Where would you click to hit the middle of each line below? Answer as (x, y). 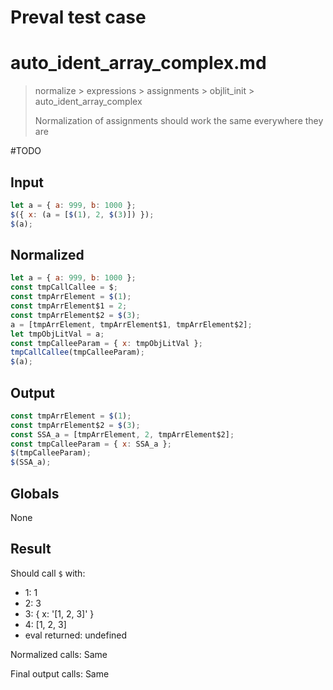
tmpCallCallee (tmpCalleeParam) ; (77, 352)
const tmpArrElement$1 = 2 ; (69, 306)
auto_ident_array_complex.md (138, 63)
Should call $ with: (48, 573)
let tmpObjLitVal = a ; (57, 334)
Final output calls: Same (60, 673)
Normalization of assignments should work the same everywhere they (179, 121)
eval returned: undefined (76, 635)
